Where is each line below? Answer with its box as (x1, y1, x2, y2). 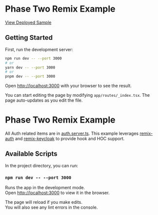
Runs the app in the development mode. (5, 185, 85, 191)
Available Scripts (5, 150, 57, 158)
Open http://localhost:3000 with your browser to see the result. (5, 83, 132, 89)
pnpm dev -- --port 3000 (5, 74, 55, 79)
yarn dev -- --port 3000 (5, 65, 55, 70)
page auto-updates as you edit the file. (5, 97, 83, 103)
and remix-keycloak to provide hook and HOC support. (15, 136, 125, 142)
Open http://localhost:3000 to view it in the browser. (5, 190, 110, 196)
